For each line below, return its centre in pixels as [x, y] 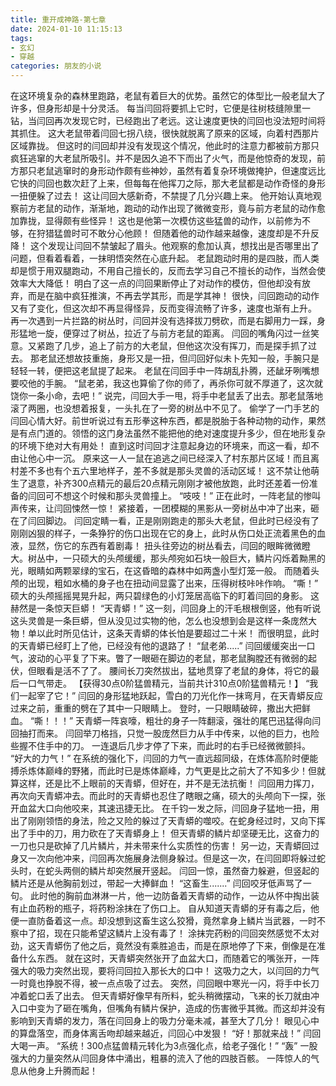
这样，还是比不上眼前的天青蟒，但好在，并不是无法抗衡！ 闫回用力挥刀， [169, 783]
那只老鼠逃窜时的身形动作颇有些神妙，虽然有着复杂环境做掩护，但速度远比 [172, 170]
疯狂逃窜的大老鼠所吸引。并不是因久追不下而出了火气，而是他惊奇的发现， [163, 158]
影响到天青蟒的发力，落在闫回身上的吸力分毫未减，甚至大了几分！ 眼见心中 [165, 1020]
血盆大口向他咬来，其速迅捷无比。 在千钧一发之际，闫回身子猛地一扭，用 [169, 808]
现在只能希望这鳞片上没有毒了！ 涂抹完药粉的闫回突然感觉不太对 [186, 933]
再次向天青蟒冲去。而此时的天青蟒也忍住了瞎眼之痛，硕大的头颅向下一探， [163, 795]
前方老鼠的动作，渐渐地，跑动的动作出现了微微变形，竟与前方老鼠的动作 [167, 208]
